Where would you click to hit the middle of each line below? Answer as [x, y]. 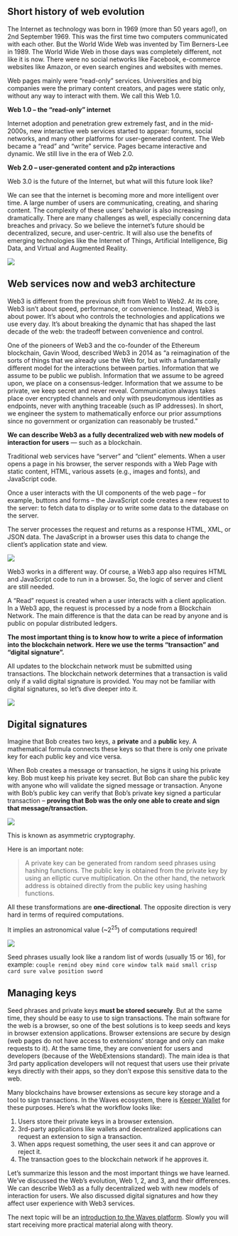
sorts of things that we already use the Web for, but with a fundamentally [114, 360]
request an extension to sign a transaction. [80, 1136]
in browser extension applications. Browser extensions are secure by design [119, 1033]
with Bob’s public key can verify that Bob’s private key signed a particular [114, 793]
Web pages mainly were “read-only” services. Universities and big [104, 81]
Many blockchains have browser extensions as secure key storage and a [114, 1092]
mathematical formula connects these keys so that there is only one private [117, 749]
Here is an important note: [45, 849]
